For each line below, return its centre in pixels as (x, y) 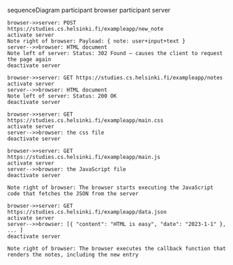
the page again (29, 59)
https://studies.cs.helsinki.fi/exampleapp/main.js (84, 157)
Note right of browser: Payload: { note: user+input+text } (97, 41)
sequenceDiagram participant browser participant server (89, 10)
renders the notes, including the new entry (73, 255)
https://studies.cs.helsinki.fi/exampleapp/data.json (87, 212)
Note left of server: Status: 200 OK (62, 96)
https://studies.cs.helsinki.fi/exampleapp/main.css (85, 121)
